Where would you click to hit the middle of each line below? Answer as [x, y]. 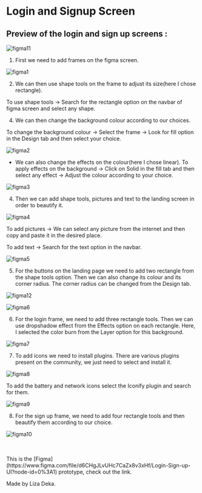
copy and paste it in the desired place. [54, 235]
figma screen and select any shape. [51, 108]
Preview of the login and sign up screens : [87, 34]
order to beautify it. [39, 205]
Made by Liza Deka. [31, 484]
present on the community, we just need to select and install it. [93, 362]
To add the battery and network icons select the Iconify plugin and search [99, 386]
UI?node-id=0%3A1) [32, 472]
